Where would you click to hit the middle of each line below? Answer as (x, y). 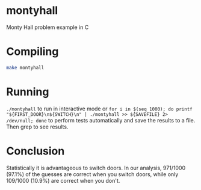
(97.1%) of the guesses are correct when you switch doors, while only (92, 174)
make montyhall (25, 68)
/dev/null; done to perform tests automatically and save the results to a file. (101, 120)
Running (28, 92)
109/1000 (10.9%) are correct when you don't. (63, 180)
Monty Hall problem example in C (48, 27)
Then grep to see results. (37, 127)
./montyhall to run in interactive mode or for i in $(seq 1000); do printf (99, 109)
